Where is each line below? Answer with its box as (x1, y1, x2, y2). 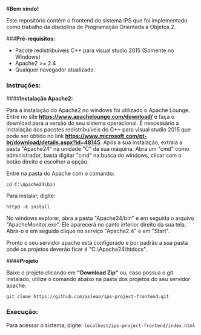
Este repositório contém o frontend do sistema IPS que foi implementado (6, 17, 188, 24)
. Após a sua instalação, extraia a (100, 139, 183, 146)
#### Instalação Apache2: (6, 95, 73, 102)
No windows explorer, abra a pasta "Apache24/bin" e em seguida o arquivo (6, 214, 194, 222)
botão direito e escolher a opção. (6, 158, 89, 165)
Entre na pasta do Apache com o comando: (6, 170, 115, 177)
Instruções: (6, 81, 41, 90)
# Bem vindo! (6, 5, 39, 12)
